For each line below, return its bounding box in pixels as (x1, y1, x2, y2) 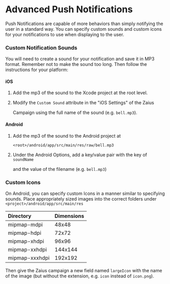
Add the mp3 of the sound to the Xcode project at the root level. (12, 90, 148, 96)
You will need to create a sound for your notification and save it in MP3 (5, 56, 155, 62)
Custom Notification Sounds (5, 44, 78, 51)
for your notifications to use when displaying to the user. (5, 31, 124, 37)
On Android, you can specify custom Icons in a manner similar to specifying (5, 190, 165, 196)
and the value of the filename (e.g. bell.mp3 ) (12, 166, 107, 172)
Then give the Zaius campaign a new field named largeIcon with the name (5, 267, 162, 273)
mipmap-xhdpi (8, 237, 45, 245)
